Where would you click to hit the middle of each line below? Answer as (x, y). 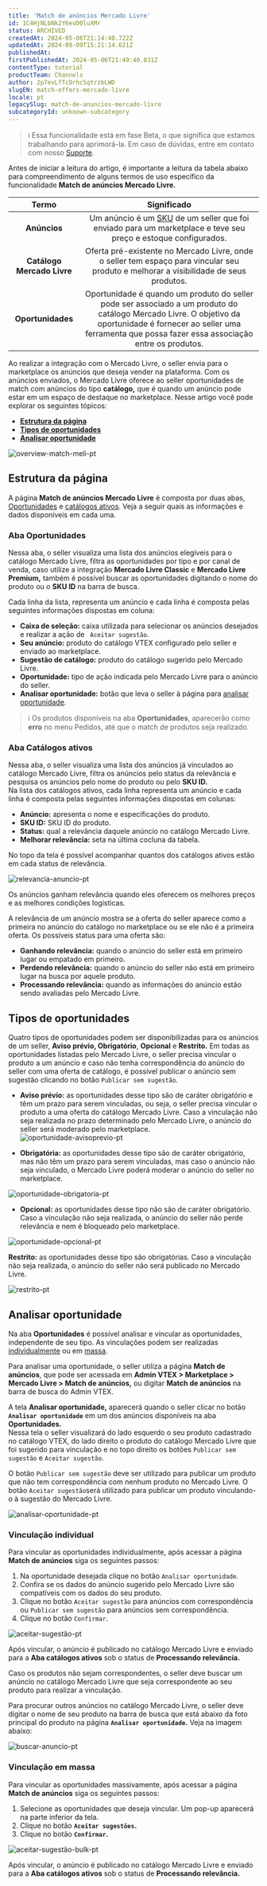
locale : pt (26, 97)
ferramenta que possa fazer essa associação (169, 334)
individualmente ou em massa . (58, 1351)
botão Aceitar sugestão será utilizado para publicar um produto (112, 1491)
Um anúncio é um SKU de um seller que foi (169, 218)
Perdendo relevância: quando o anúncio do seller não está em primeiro (137, 968)
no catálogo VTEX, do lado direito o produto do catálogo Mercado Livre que (132, 1441)
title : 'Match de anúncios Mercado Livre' (79, 16)
